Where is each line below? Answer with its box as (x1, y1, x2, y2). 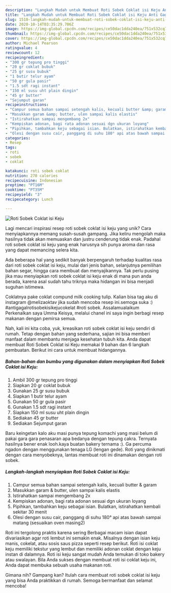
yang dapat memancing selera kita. (5, 247, 79, 253)
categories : (5, 136, 31, 141)
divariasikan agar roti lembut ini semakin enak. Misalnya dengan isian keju (5, 535, 160, 541)
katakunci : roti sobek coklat (5, 168, 70, 173)
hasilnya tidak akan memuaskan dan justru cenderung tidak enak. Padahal (5, 236, 161, 242)
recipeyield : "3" (5, 192, 42, 197)
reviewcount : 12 (5, 50, 40, 55)
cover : (5, 36, 19, 41)
